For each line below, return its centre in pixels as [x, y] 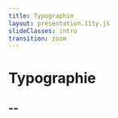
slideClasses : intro [43, 31]
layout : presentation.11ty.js [59, 23]
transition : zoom [38, 38]
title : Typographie [41, 16]
